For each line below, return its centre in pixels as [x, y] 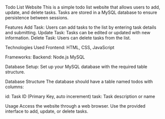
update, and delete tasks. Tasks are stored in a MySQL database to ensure [81, 12]
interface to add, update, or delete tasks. [47, 111]
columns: [15, 87]
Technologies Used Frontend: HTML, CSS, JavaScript [60, 47]
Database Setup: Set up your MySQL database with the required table [76, 67]
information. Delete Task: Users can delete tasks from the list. [68, 38]
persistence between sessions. [37, 18]
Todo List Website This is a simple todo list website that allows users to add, [82, 7]
